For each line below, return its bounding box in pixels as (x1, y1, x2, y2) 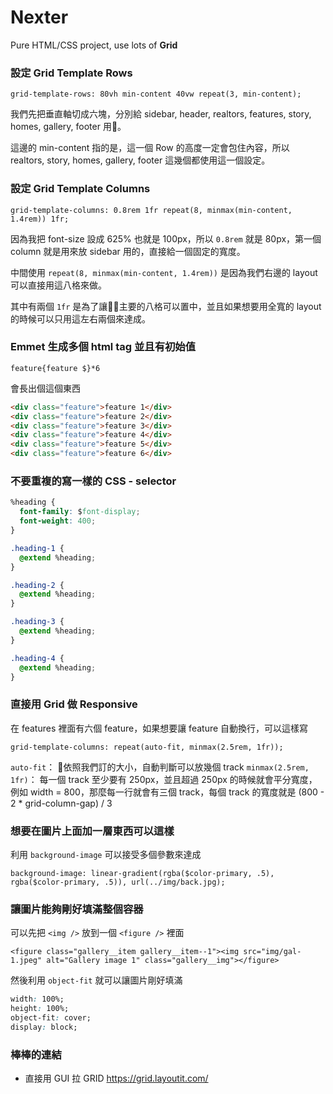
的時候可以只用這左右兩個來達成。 (10, 312, 151, 325)
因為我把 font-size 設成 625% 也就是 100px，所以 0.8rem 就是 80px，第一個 (10, 232, 322, 245)
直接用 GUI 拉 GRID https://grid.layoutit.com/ (24, 1072, 209, 1085)
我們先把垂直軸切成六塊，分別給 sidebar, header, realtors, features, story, (10, 108, 312, 120)
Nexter (10, 6, 69, 29)
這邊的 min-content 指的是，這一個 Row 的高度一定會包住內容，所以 (10, 142, 290, 154)
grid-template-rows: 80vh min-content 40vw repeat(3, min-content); (10, 89, 302, 100)
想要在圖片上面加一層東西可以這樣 (10, 824, 175, 838)
